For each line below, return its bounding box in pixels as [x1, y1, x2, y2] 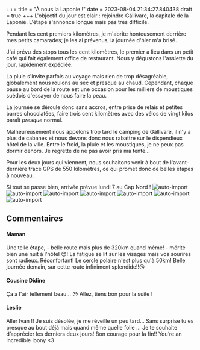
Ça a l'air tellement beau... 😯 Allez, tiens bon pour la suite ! [6, 290, 153, 298]
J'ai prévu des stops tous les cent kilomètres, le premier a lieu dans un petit [6, 48, 194, 55]
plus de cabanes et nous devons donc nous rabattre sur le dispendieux [6, 134, 183, 142]
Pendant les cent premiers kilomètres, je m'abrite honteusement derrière [6, 30, 187, 37]
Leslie [6, 304, 22, 311]
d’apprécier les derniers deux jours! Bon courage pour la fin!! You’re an [6, 330, 182, 337]
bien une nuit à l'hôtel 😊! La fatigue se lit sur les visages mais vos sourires [6, 250, 192, 257]
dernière [6, 166, 28, 172]
